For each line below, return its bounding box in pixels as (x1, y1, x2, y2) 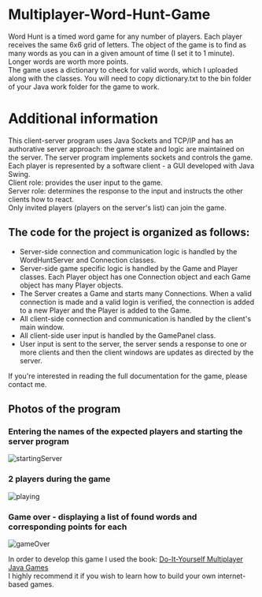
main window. (19, 322, 65, 332)
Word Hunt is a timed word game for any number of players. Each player (8, 32, 242, 41)
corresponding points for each (8, 521, 127, 532)
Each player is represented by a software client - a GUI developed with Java (8, 160, 255, 171)
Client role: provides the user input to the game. (8, 178, 163, 187)
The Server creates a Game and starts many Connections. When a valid (19, 288, 252, 298)
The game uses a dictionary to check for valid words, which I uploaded (8, 65, 238, 74)
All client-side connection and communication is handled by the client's (19, 314, 252, 323)
